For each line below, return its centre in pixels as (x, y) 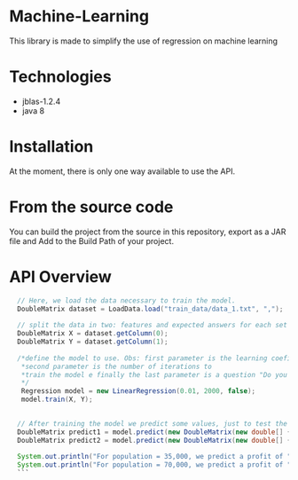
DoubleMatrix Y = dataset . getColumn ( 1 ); (93, 342)
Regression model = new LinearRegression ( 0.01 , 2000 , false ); (138, 391)
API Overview (61, 276)
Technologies (61, 77)
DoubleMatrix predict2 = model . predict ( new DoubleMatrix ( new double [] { (154, 440)
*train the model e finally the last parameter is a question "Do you (154, 374)
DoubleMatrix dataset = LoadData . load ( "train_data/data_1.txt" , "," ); (150, 309)
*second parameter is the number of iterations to (117, 366)
